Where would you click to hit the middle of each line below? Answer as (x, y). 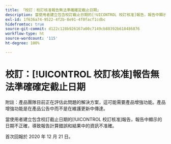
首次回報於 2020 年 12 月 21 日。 (39, 136)
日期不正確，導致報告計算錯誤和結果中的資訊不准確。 (61, 126)
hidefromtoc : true (25, 24)
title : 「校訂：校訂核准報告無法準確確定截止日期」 (53, 10)
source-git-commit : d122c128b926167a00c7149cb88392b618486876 (73, 29)
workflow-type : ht (25, 34)
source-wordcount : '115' (32, 39)
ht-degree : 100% (22, 43)
